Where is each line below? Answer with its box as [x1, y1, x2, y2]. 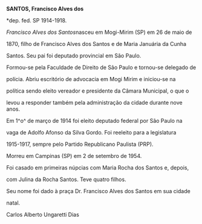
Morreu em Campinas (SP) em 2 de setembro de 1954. [6, 153, 142, 159]
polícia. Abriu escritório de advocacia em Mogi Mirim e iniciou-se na [6, 76, 176, 82]
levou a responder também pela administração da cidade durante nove [6, 99, 183, 106]
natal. [6, 199, 21, 206]
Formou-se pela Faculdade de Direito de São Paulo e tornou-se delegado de [6, 64, 197, 71]
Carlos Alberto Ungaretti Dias [6, 211, 80, 218]
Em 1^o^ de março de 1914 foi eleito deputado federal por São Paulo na [6, 117, 183, 124]
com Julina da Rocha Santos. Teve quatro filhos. [6, 176, 126, 183]
